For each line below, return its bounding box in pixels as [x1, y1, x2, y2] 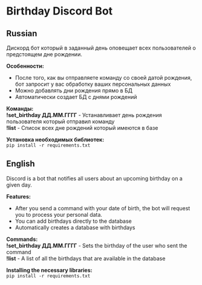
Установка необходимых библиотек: [6, 136, 105, 143]
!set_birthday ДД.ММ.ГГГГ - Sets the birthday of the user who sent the [6, 242, 187, 249]
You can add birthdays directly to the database [15, 217, 132, 225]
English [6, 159, 35, 169]
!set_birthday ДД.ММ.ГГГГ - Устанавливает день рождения [6, 112, 162, 118]
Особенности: [6, 62, 44, 69]
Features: [6, 193, 31, 200]
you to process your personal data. [15, 211, 103, 218]
